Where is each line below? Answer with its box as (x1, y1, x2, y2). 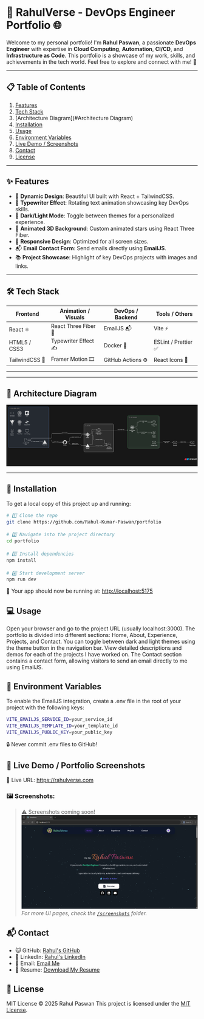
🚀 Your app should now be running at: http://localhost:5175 (6, 587, 153, 595)
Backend (115, 313, 138, 321)
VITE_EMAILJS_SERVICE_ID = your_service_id (6, 716, 113, 722)
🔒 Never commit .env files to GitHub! (6, 740, 97, 748)
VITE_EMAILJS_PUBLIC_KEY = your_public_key (6, 729, 113, 735)
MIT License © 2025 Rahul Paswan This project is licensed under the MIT (6, 1000, 191, 1007)
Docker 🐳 (103, 342, 127, 349)
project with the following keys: (6, 704, 84, 711)
